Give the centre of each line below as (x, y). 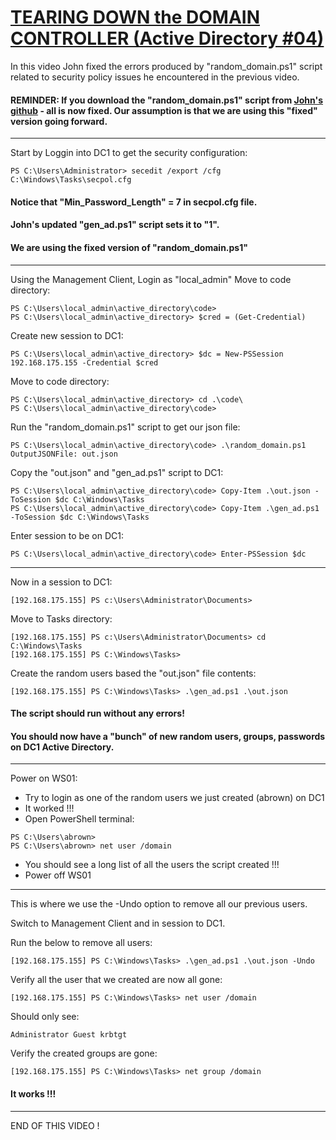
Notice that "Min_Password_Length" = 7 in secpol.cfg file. (134, 202)
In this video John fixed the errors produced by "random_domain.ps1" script (166, 66)
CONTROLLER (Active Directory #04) (167, 38)
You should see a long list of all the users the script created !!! (152, 865)
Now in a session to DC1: (61, 582)
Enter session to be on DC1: (67, 535)
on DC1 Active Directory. (62, 747)
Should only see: (45, 1017)
